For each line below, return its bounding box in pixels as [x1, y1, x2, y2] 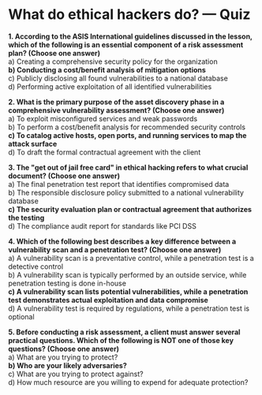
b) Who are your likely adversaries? [8, 360, 128, 370]
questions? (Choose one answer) [8, 344, 120, 353]
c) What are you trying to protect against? [8, 369, 144, 378]
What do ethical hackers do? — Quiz [8, 6, 251, 24]
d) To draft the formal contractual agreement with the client [8, 147, 201, 157]
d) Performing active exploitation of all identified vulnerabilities [8, 81, 212, 91]
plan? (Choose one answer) [8, 48, 101, 58]
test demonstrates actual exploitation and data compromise [8, 295, 209, 304]
